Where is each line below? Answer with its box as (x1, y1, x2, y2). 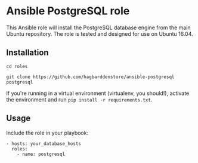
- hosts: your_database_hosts (6, 140, 82, 147)
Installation (6, 48, 49, 58)
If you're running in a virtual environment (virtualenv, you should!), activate (6, 90, 190, 97)
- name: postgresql (17, 151, 66, 157)
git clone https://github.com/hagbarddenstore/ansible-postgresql (6, 73, 175, 80)
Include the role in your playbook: (6, 129, 88, 136)
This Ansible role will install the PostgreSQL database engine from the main (6, 24, 191, 31)
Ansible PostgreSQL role (6, 4, 130, 18)
